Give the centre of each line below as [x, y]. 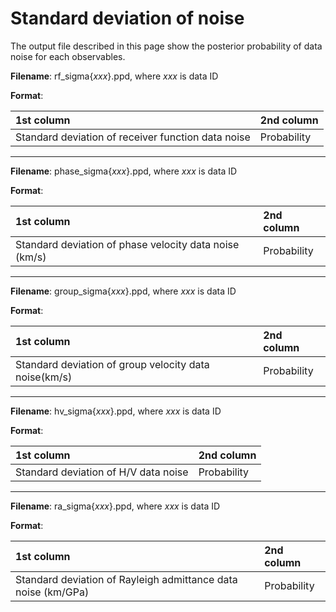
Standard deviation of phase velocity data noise [127, 244]
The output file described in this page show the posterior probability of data [166, 46]
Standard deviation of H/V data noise [102, 472]
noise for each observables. [68, 56]
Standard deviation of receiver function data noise [133, 137]
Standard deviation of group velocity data [112, 364]
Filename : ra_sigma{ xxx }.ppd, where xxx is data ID [115, 506]
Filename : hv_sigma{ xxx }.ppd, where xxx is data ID [116, 411]
